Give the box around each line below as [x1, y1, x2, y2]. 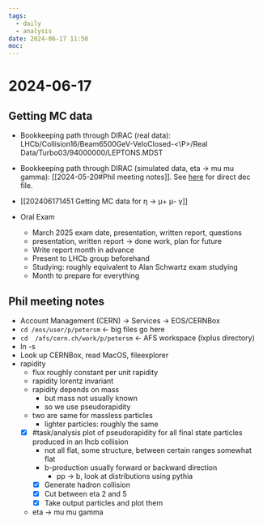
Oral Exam [19, 212, 55, 222]
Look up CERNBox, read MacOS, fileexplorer [19, 350, 169, 360]
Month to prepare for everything [32, 271, 140, 280]
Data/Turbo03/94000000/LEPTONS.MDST [19, 147, 163, 158]
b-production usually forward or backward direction [44, 463, 218, 472]
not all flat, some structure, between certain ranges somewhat [44, 446, 252, 455]
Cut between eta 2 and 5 [44, 489, 127, 499]
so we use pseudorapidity [44, 402, 131, 412]
